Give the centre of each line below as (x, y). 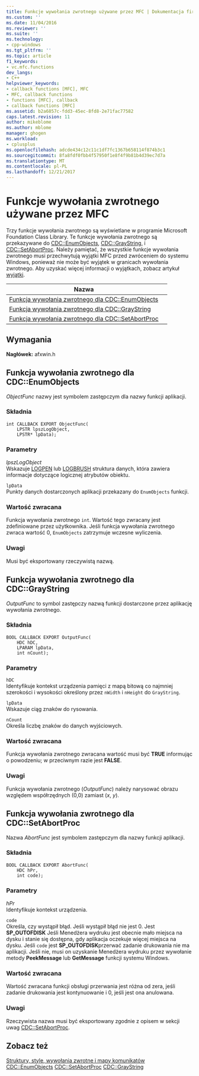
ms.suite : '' (22, 34)
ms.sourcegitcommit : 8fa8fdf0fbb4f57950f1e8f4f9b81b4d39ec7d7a (86, 155)
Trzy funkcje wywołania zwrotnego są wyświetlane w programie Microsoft (97, 230)
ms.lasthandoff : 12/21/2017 (41, 172)
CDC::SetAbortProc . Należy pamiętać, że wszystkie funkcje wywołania (92, 249)
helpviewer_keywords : (33, 84)
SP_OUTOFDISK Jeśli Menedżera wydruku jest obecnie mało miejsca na (94, 933)
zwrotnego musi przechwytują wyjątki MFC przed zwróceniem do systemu (97, 256)
